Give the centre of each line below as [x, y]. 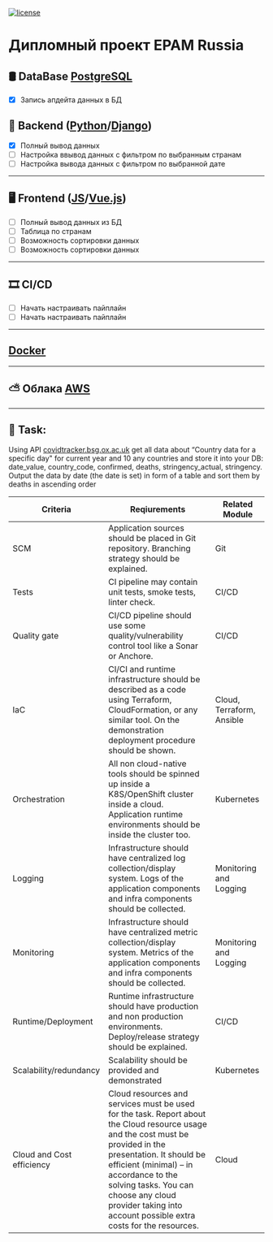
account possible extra [152, 1215]
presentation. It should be [157, 1154]
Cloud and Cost [42, 1154]
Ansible [229, 720]
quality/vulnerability [146, 635]
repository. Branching [149, 548]
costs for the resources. [154, 1225]
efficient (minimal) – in [151, 1164]
